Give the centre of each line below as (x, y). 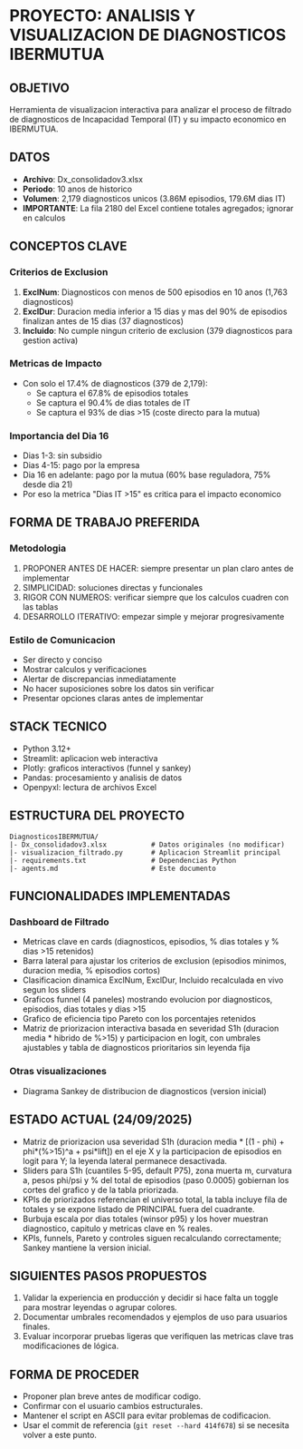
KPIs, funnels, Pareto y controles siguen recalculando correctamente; (152, 1238)
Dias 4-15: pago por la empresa (81, 465)
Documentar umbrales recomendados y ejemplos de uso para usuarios (155, 1317)
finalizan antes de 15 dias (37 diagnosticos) (103, 321)
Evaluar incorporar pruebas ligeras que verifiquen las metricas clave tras (158, 1336)
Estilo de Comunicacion (62, 640)
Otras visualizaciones (58, 1072)
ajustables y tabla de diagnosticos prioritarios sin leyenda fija (136, 1048)
